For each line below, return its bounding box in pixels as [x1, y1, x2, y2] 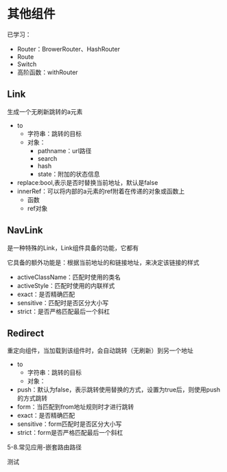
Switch [16, 60, 37, 68]
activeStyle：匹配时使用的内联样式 [16, 281, 115, 289]
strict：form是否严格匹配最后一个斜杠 [16, 429, 123, 437]
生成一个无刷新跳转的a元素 [7, 107, 83, 115]
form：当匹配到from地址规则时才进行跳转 [16, 403, 134, 411]
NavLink [7, 225, 43, 236]
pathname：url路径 [37, 146, 92, 155]
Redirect [7, 327, 45, 339]
